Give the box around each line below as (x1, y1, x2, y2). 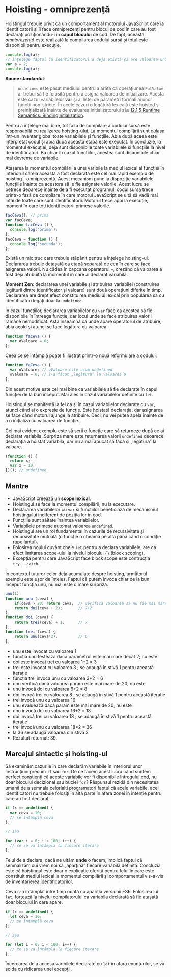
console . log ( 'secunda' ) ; (10, 241, 63, 246)
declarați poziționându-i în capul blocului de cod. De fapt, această (5, 31, 145, 37)
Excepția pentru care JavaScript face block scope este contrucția (12, 555, 150, 561)
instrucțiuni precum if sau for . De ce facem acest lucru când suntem (5, 769, 151, 775)
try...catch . (12, 560, 40, 566)
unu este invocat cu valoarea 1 (12, 648, 77, 654)
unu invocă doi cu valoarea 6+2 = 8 (12, 686, 88, 692)
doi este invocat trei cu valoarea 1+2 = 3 (12, 659, 97, 665)
